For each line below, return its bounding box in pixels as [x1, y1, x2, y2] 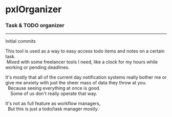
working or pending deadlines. [5, 64, 70, 71]
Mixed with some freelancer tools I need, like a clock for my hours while [6, 59, 158, 65]
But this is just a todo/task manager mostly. [7, 106, 99, 112]
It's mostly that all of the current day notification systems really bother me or [5, 74, 167, 80]
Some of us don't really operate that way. [10, 90, 97, 97]
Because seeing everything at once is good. [7, 85, 101, 91]
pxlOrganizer [5, 4, 62, 15]
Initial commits [5, 38, 36, 44]
